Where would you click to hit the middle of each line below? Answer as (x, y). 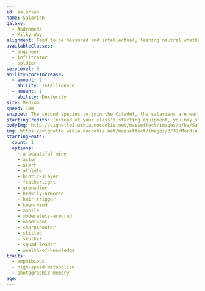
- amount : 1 (27, 92)
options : (23, 148)
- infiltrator (30, 57)
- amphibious (28, 262)
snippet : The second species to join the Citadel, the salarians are (97, 114)
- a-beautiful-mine (42, 154)
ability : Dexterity (42, 97)
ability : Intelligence (46, 86)
